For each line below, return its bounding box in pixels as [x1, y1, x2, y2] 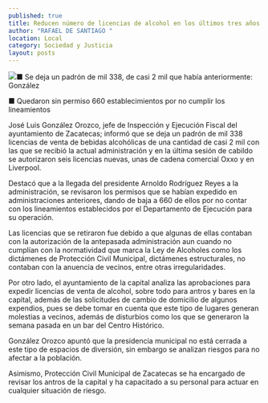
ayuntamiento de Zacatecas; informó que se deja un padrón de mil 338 [8, 129, 243, 138]
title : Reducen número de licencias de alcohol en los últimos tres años [8, 19, 261, 27]
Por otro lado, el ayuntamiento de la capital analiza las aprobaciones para [8, 278, 251, 287]
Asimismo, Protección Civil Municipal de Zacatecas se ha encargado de [8, 368, 246, 378]
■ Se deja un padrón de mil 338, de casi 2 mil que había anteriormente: [16, 72, 253, 81]
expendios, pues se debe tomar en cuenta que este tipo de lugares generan [8, 303, 259, 313]
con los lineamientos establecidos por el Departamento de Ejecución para [8, 204, 253, 214]
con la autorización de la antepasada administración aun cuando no [8, 237, 233, 246]
